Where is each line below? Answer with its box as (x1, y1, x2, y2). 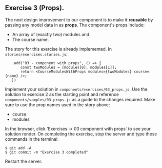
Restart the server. (5, 158, 42, 164)
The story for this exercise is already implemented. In (5, 46, 112, 52)
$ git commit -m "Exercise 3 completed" (5, 149, 89, 155)
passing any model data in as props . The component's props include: (5, 22, 145, 28)
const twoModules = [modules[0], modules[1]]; (20, 65, 117, 70)
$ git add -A (5, 146, 32, 150)
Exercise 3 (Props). (5, 4, 64, 12)
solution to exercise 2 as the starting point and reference (5, 91, 119, 97)
